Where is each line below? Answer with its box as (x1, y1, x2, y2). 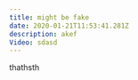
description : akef (9, 29, 77, 38)
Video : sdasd (9, 37, 58, 47)
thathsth (9, 62, 40, 73)
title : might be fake (9, 12, 90, 22)
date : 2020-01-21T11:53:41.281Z (9, 21, 129, 30)
